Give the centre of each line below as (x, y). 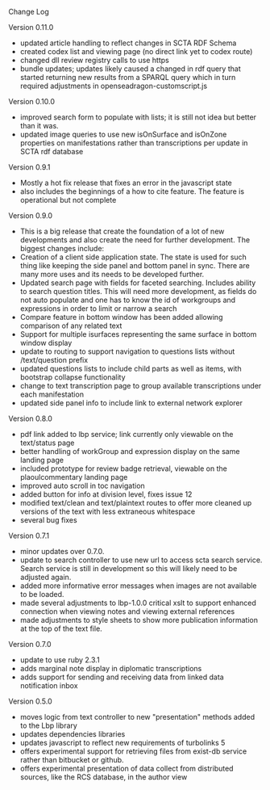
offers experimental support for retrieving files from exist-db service (133, 751)
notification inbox (49, 685)
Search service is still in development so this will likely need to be (129, 568)
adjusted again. (46, 577)
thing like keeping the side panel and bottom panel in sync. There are (135, 265)
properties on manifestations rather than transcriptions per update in (134, 143)
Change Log (29, 12)
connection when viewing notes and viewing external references (127, 611)
